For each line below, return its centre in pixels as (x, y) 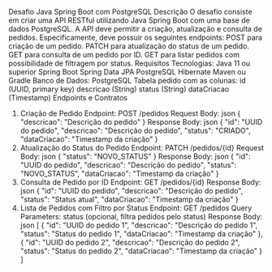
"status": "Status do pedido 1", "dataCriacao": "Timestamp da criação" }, (142, 234)
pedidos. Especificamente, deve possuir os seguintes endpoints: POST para (135, 37)
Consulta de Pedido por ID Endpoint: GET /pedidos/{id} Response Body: (140, 182)
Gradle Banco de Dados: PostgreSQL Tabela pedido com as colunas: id (127, 81)
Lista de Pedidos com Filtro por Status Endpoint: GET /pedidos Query (136, 208)
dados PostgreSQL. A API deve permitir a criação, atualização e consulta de (135, 29)
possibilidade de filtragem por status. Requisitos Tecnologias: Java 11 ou (129, 63)
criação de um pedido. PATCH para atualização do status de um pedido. (129, 46)
